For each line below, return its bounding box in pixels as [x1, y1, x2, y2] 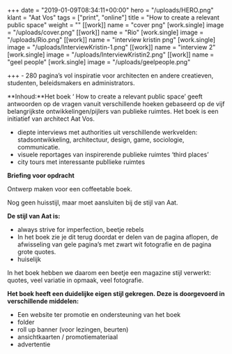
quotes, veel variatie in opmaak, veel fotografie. [7, 276, 144, 284]
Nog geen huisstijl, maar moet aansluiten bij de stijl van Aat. [7, 198, 178, 207]
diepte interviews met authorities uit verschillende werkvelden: [17, 128, 198, 136]
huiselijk [17, 255, 42, 263]
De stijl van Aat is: [7, 212, 61, 220]
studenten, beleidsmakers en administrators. [7, 79, 135, 87]
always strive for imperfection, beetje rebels [17, 226, 144, 233]
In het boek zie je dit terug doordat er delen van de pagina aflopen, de [17, 233, 219, 241]
